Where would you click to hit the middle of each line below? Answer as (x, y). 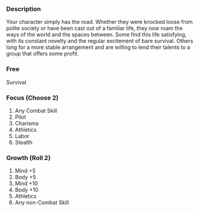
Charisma (27, 123)
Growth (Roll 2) (28, 158)
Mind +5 (25, 171)
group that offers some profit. (42, 54)
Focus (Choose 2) (32, 97)
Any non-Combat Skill (42, 202)
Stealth (24, 142)
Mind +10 (26, 183)
